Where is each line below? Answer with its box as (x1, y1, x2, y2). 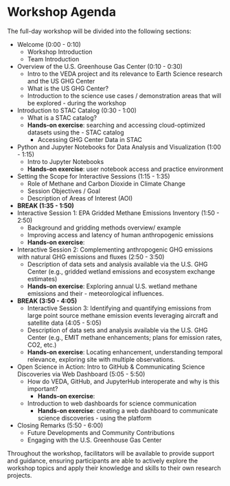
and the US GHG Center (27, 77, 95, 85)
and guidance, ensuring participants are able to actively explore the (7, 456, 198, 465)
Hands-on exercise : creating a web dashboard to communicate (37, 406, 218, 414)
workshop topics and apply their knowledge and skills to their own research (7, 463, 221, 472)
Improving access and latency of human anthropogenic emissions (27, 230, 214, 239)
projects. (7, 471, 32, 479)
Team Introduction (27, 54, 80, 63)
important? (27, 384, 58, 393)
